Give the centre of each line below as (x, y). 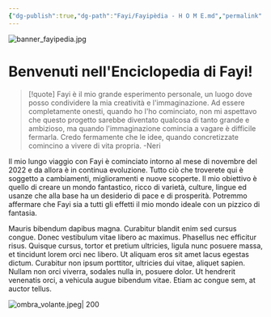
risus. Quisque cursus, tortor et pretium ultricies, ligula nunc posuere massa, (135, 245)
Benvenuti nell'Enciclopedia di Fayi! (131, 72)
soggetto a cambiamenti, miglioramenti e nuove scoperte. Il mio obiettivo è (133, 178)
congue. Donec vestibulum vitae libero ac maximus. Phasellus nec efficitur (133, 237)
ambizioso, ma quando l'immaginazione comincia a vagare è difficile (142, 128)
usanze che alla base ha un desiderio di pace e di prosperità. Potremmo (128, 196)
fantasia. (23, 213)
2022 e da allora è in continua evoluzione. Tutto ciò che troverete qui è (126, 170)
